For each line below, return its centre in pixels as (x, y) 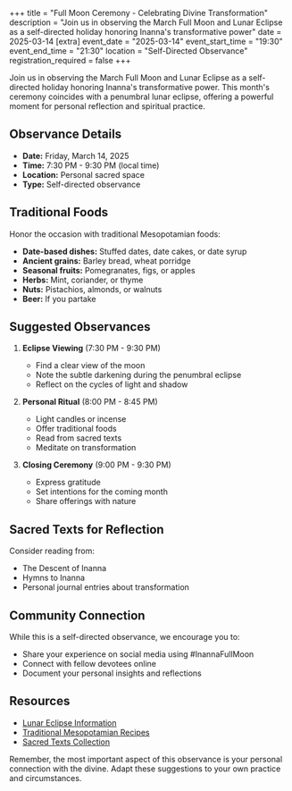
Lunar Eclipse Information (70, 722)
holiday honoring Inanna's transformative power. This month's (156, 87)
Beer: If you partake (59, 299)
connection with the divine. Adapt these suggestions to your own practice (145, 769)
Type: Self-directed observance (81, 184)
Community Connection (77, 615)
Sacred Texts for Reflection (87, 530)
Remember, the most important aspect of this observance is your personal (146, 759)
